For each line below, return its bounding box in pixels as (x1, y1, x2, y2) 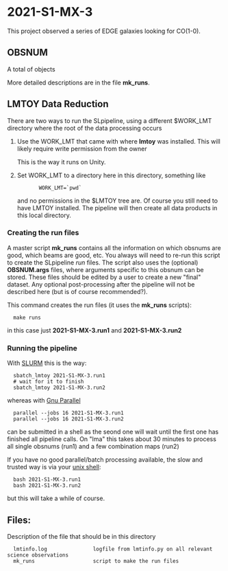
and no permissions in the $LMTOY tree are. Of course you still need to (16, 197, 218, 205)
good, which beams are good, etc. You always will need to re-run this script (7, 251, 220, 259)
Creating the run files (7, 228, 79, 238)
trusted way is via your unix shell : (7, 463, 101, 471)
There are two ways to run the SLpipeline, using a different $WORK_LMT (7, 116, 212, 124)
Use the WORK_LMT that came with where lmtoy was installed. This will (16, 137, 220, 145)
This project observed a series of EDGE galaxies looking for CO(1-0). (7, 27, 201, 35)
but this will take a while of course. (7, 494, 105, 502)
